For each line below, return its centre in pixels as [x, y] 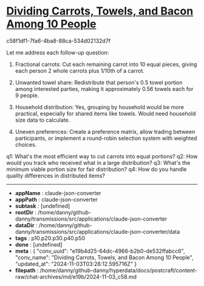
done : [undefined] [39, 244]
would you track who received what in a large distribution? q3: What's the [98, 162]
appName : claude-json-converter [58, 193]
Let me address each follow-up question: [58, 52]
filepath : [27, 270]
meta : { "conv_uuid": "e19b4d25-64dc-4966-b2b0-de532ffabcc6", [100, 251]
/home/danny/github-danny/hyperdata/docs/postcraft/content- [119, 270]
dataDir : [26, 225]
